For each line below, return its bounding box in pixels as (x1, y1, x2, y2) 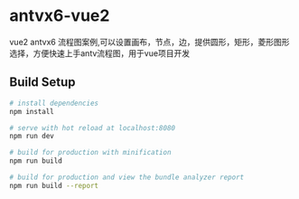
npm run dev (9, 132, 54, 141)
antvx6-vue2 (9, 5, 110, 26)
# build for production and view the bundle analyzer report (9, 173, 245, 182)
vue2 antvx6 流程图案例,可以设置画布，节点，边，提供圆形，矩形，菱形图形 (9, 36, 290, 47)
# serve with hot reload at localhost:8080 (9, 123, 176, 132)
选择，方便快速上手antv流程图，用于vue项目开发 (9, 47, 191, 59)
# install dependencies (9, 99, 99, 108)
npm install (9, 107, 54, 116)
